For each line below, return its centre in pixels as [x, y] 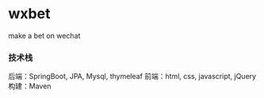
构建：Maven [30, 86]
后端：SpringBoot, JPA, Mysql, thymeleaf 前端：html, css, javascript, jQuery [132, 77]
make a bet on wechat [44, 36]
